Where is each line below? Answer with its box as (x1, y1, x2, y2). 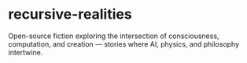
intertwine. (8, 47, 43, 57)
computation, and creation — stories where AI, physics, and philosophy (8, 39, 240, 48)
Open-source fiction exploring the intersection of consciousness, (8, 31, 219, 40)
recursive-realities (8, 5, 132, 23)
